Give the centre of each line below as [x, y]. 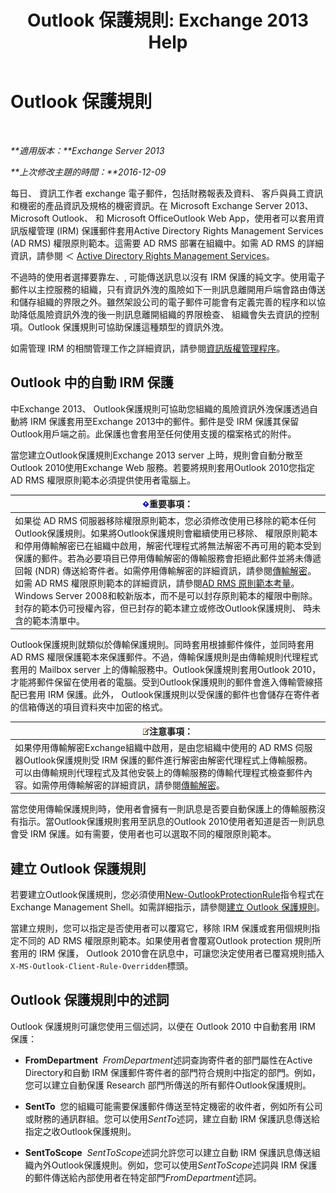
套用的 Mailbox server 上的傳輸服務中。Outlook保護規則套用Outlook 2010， [166, 669]
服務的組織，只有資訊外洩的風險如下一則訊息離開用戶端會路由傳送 [189, 289]
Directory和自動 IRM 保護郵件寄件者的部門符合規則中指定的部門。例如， [172, 1072]
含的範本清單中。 [49, 620]
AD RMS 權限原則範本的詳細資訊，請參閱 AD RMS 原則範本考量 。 [167, 583]
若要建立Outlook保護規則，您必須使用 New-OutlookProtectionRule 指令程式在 [167, 895]
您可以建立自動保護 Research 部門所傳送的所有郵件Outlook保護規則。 [168, 1085]
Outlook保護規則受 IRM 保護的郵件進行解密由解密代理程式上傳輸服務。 [168, 760]
